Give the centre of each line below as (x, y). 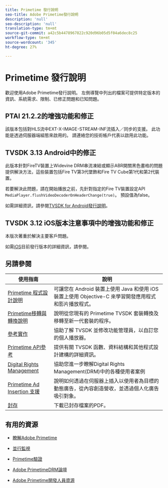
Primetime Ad (24, 384)
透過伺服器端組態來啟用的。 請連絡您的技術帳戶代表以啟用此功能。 (82, 135)
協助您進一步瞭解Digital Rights (89, 364)
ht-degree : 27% (21, 47)
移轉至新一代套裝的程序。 (84, 321)
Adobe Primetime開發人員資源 (43, 480)
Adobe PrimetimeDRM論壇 (40, 469)
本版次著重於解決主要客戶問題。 (38, 236)
